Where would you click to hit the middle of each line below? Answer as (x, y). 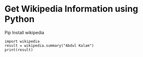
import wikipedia (22, 41)
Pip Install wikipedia (24, 32)
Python (19, 19)
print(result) (19, 50)
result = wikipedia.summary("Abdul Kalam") (49, 45)
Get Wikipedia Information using (71, 9)
